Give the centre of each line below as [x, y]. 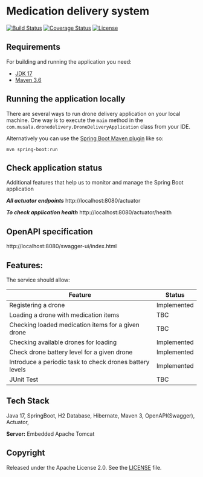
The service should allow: [38, 280]
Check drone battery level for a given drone [71, 352]
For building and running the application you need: [69, 61]
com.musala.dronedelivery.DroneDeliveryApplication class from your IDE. [98, 126]
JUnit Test [24, 379]
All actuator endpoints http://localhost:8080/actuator [73, 201]
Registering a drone [37, 305]
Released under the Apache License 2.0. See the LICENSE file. [84, 467]
